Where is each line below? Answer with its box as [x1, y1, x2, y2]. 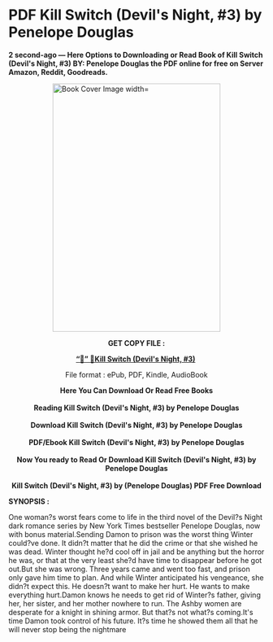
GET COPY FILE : [108, 338, 165, 347]
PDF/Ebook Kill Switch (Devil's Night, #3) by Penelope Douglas [28, 437, 245, 447]
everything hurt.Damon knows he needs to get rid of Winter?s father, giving [8, 590, 262, 600]
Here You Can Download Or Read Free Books [59, 385, 214, 395]
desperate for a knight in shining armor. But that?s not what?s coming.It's [8, 607, 253, 617]
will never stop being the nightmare [8, 624, 127, 634]
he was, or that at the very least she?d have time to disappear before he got [8, 555, 262, 565]
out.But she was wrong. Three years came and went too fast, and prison [8, 564, 250, 574]
